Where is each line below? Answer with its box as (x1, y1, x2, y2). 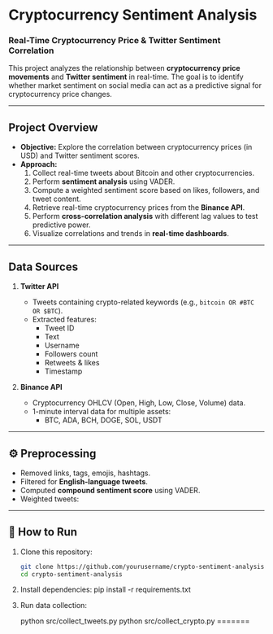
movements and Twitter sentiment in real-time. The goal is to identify (8, 72, 244, 82)
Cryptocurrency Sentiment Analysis (8, 6, 258, 24)
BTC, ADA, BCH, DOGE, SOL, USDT (44, 415, 162, 425)
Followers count (44, 349, 98, 359)
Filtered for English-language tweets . (19, 476, 149, 486)
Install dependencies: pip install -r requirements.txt (19, 584, 191, 595)
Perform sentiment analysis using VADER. (32, 177, 175, 186)
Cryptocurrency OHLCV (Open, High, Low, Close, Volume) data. (32, 398, 246, 408)
